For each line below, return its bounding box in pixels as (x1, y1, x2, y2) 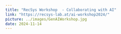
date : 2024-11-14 (5, 21, 42, 26)
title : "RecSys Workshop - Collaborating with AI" (5, 7, 116, 12)
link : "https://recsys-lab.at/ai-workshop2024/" (5, 12, 110, 17)
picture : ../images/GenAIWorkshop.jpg (5, 16, 87, 21)
